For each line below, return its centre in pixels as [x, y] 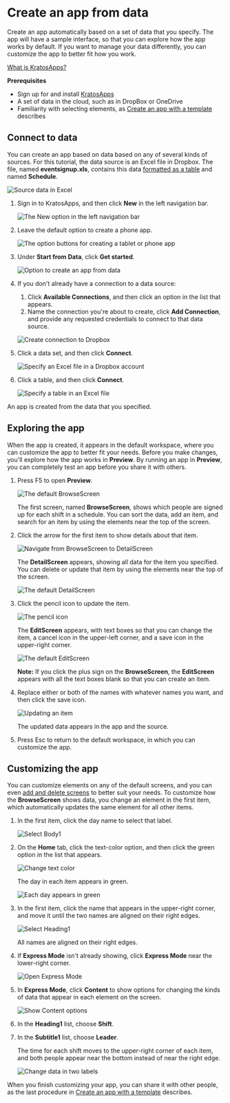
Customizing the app [53, 768]
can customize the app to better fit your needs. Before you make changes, [113, 452]
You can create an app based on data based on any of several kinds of [107, 154]
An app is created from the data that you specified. [79, 406]
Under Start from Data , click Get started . [76, 256]
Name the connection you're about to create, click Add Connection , [124, 311]
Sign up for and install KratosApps [66, 94]
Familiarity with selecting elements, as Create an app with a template [114, 108]
